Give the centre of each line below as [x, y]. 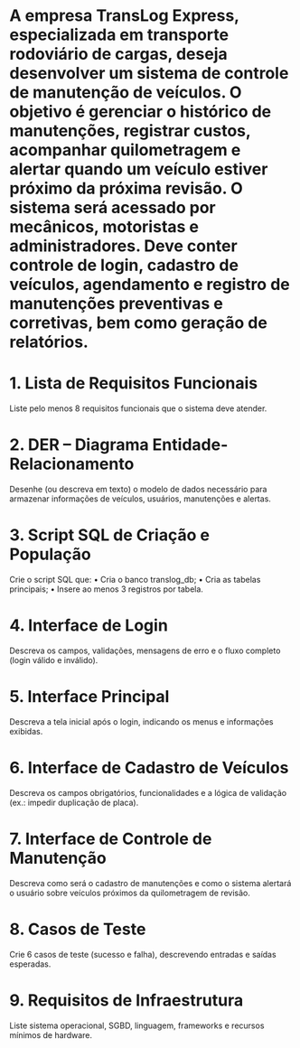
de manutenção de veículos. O [126, 93]
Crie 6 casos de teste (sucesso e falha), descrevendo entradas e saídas [143, 954]
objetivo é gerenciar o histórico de [141, 112]
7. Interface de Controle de [111, 839]
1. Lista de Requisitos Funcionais [134, 384]
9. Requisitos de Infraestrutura [127, 1000]
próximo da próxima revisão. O [127, 188]
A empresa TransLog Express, [124, 16]
